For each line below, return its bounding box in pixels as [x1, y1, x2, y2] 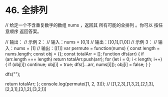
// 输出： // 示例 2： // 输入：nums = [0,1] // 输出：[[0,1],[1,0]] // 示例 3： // [5, 38, 157, 45]
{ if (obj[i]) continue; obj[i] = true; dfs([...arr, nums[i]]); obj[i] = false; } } [5, 61, 151, 67]
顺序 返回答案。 [9, 28, 41, 34]
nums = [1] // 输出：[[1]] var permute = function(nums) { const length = [13, 45, 160, 51]
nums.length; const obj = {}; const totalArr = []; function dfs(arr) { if [5, 50, 144, 56]
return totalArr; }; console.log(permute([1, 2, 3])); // [5, 80, 110, 86]
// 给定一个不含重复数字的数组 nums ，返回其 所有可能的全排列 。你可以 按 [5, 22, 158, 28]
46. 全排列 [5, 4, 48, 16]
